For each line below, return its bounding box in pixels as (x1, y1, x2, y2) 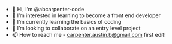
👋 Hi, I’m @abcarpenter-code (11, 6, 85, 12)
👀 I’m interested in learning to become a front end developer (11, 12, 161, 19)
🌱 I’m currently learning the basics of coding (11, 18, 122, 25)
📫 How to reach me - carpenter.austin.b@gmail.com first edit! (11, 32, 166, 38)
